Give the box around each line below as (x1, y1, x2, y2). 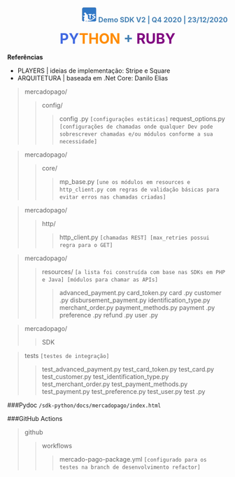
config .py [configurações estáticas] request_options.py (59, 115, 225, 122)
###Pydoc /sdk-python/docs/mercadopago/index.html (7, 401, 162, 409)
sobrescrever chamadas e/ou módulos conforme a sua (59, 131, 213, 138)
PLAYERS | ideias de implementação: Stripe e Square (17, 66, 171, 75)
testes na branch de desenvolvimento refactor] (59, 464, 201, 471)
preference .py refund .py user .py (59, 311, 159, 319)
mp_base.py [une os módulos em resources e (59, 178, 191, 185)
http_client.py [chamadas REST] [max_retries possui (59, 233, 210, 241)
